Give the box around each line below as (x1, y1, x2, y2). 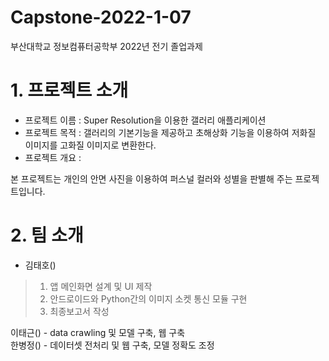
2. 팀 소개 (10, 224, 84, 247)
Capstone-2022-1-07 (10, 6, 192, 29)
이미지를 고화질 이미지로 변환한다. (24, 139, 157, 151)
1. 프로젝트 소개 (10, 79, 129, 102)
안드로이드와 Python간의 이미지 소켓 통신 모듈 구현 (49, 292, 248, 305)
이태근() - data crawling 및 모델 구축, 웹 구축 (10, 326, 186, 338)
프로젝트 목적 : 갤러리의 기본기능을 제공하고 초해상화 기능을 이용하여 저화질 (24, 126, 317, 138)
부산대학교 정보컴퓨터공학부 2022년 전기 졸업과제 (10, 40, 203, 52)
